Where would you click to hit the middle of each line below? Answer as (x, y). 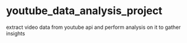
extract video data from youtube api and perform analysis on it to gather (93, 27)
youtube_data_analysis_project (84, 11)
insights (16, 33)
